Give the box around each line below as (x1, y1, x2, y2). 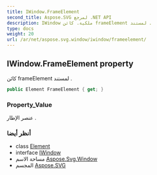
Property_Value (7, 100, 53, 108)
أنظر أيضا (7, 129, 31, 137)
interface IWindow (15, 149, 61, 156)
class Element (15, 143, 50, 150)
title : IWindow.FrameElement (7, 8, 80, 15)
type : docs (7, 25, 34, 32)
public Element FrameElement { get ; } (7, 86, 104, 92)
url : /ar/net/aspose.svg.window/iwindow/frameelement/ (7, 37, 147, 43)
